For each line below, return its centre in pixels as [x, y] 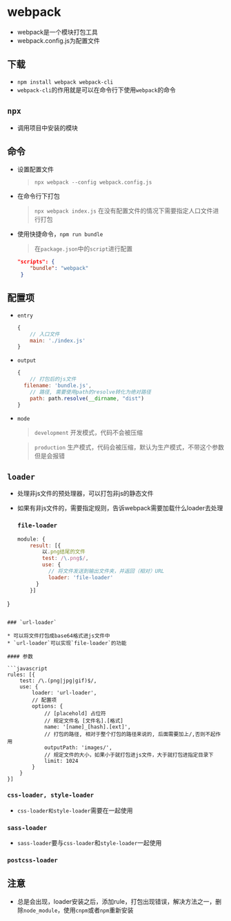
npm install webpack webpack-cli [65, 82]
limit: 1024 [61, 761]
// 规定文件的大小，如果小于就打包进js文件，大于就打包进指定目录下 [129, 755]
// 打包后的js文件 [53, 379]
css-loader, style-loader [51, 795]
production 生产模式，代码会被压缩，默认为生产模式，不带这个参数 [129, 447]
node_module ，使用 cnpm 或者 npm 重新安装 [78, 910]
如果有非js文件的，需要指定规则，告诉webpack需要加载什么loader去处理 [120, 508]
